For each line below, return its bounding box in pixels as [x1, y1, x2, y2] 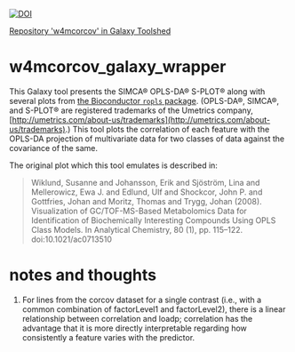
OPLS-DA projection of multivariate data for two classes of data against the [9, 133, 285, 144]
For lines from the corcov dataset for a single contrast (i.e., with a [21, 294, 262, 305]
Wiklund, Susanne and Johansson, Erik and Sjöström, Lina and [30, 177, 260, 188]
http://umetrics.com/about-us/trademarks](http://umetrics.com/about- [12, 114, 271, 124]
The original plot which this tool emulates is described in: [9, 160, 218, 171]
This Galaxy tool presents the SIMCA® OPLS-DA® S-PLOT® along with [9, 85, 266, 97]
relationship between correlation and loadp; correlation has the [21, 313, 253, 324]
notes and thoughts [9, 265, 157, 285]
